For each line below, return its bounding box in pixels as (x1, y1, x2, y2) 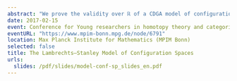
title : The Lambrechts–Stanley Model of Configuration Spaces (7, 50, 194, 57)
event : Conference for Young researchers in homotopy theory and (7, 23, 203, 30)
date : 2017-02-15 (7, 17, 59, 24)
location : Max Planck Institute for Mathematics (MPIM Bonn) (7, 37, 191, 44)
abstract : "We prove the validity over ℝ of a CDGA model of (7, 10, 191, 18)
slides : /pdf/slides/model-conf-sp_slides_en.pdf (13, 63, 162, 70)
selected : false (7, 43, 55, 50)
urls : (7, 56, 23, 63)
